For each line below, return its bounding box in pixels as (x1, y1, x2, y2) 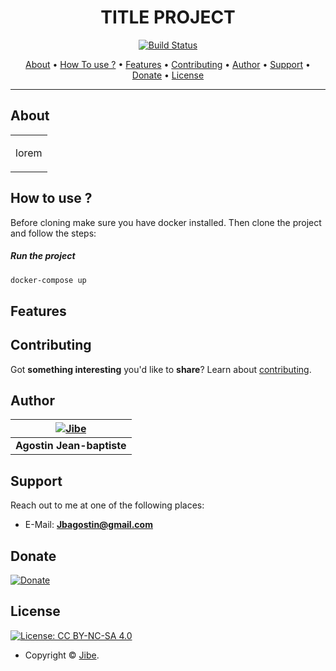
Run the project (10, 250, 76, 262)
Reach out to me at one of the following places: (10, 499, 205, 511)
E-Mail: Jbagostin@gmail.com (24, 519, 153, 531)
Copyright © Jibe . (24, 649, 100, 661)
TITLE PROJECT (100, 6, 236, 29)
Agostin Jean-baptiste (15, 439, 127, 453)
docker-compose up (10, 275, 87, 285)
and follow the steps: (10, 227, 97, 239)
